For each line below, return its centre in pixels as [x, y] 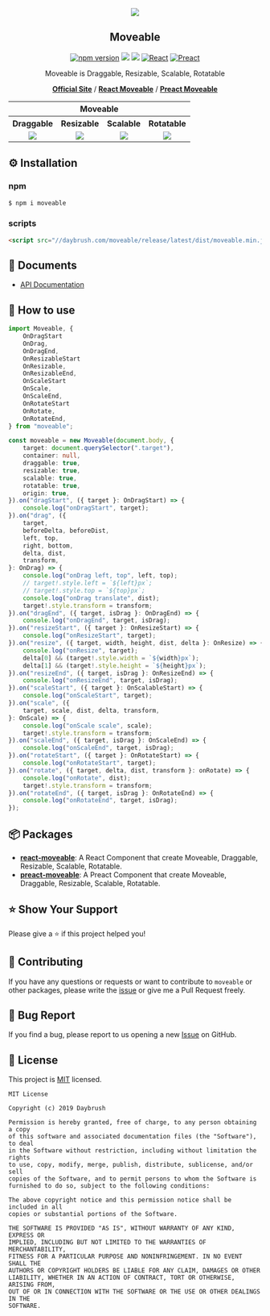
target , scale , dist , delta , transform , [91, 710]
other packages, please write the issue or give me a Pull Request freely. [127, 990]
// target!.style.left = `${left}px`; [88, 583]
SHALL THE [25, 1264]
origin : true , [46, 493]
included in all [35, 1207]
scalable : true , [50, 478]
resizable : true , [52, 471]
